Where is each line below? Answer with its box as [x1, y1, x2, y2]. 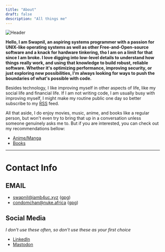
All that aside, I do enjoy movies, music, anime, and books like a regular [5, 110, 150, 116]
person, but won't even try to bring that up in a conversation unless [5, 115, 141, 121]
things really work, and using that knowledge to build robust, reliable [5, 60, 148, 66]
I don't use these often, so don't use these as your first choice [5, 227, 131, 233]
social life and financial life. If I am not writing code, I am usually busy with [5, 90, 155, 96]
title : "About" [5, 7, 37, 12]
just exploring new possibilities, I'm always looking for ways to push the [5, 70, 155, 76]
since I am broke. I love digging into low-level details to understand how [5, 55, 155, 61]
